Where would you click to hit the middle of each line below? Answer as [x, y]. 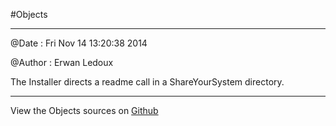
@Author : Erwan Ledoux [62, 62]
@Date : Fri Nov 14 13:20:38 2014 [79, 43]
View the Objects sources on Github [84, 110]
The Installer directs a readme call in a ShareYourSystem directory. [147, 82]
